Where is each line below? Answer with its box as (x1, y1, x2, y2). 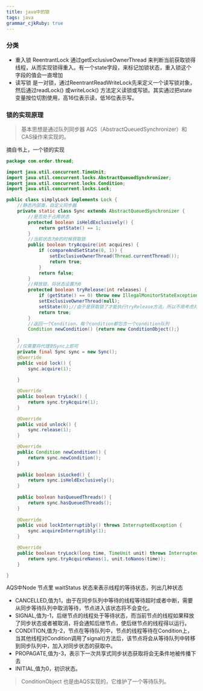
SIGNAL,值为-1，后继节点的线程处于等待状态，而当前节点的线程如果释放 (14, 612, 195, 620)
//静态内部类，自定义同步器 (17, 202, 77, 209)
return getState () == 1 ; (38, 225, 101, 231)
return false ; (38, 270, 74, 276)
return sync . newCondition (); (28, 455, 101, 461)
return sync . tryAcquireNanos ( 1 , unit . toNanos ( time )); (28, 555, 166, 562)
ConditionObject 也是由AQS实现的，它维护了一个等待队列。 (21, 678, 170, 685)
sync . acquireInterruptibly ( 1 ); (28, 528, 107, 534)
